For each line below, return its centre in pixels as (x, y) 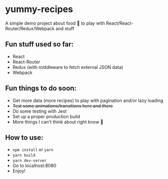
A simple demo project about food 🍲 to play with (55, 23)
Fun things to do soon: (41, 88)
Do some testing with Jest (39, 111)
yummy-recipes (39, 9)
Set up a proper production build (46, 116)
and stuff (65, 28)
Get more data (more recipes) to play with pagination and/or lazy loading (88, 100)
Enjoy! (19, 171)
